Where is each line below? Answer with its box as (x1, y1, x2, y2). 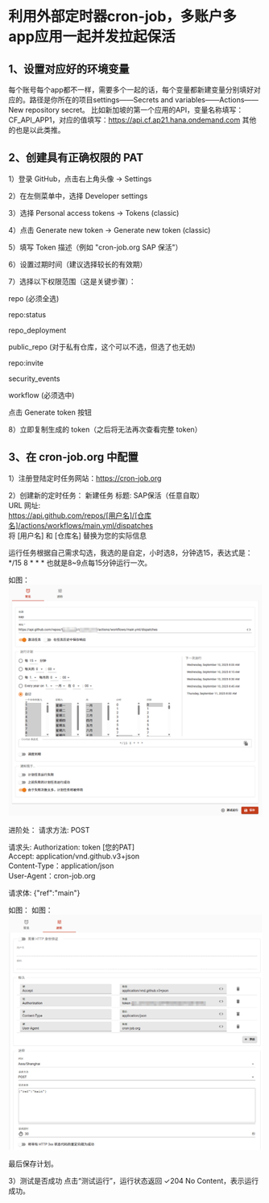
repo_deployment (8, 325, 67, 335)
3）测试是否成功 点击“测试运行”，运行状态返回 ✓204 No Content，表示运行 (8, 1176, 259, 1186)
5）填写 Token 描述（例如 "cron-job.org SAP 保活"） (8, 242, 183, 252)
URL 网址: (8, 500, 41, 510)
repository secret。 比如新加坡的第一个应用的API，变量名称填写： (25, 105, 244, 114)
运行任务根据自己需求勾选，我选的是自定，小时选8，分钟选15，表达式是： (8, 548, 253, 557)
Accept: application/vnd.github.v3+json (8, 851, 140, 862)
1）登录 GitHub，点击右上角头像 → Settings (8, 174, 152, 184)
